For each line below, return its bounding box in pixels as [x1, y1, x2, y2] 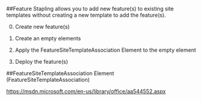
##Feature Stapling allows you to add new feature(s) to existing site [6, 5, 174, 12]
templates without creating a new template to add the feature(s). [6, 11, 166, 19]
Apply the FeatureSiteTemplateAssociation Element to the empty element [14, 46, 197, 54]
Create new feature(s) [14, 23, 70, 30]
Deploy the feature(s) [14, 58, 68, 65]
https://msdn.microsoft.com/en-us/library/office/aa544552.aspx [6, 88, 166, 95]
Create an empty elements [14, 35, 81, 41]
